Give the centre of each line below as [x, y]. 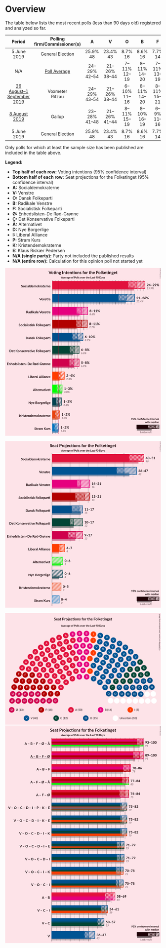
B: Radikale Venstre [32, 203]
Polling [58, 39]
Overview [25, 9]
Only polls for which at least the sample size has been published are [74, 148]
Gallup [58, 117]
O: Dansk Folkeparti [32, 198]
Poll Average [58, 71]
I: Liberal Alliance [30, 235]
